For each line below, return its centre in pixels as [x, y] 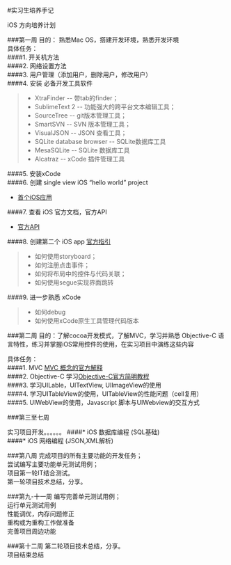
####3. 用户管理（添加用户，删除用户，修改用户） [79, 74]
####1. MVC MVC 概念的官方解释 [55, 368]
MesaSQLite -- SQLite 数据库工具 [82, 150]
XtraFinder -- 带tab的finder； [77, 98]
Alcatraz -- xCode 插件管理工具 [80, 159]
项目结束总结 [25, 555]
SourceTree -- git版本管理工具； [81, 116]
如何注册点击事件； [62, 265]
